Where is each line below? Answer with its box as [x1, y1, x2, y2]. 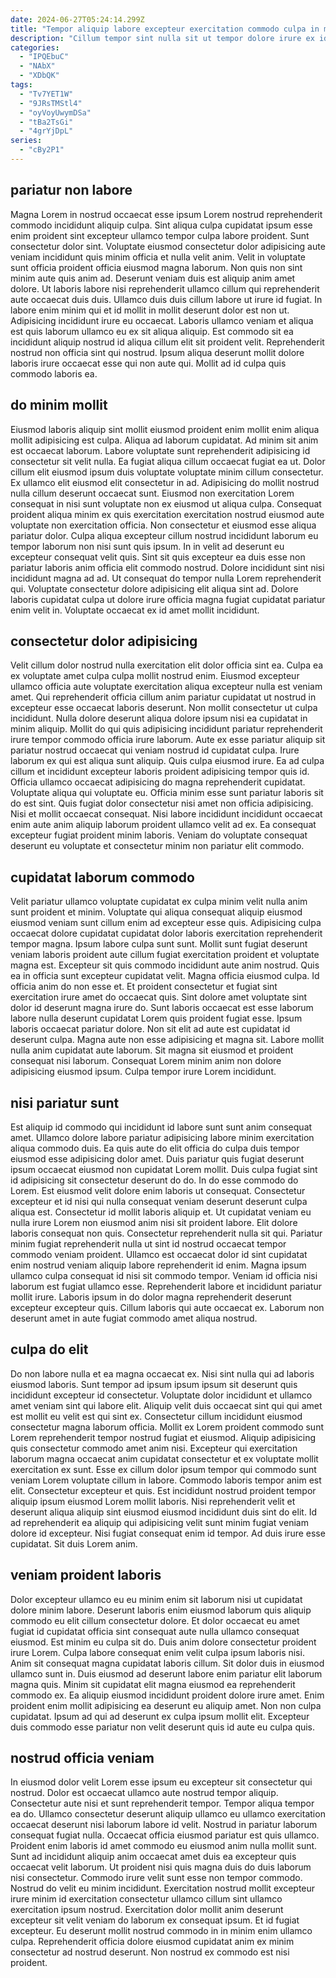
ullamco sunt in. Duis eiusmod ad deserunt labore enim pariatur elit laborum [10, 1667, 323, 1680]
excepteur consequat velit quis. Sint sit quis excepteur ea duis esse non [10, 551, 306, 563]
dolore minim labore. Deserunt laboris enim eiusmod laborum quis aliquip [10, 1604, 312, 1616]
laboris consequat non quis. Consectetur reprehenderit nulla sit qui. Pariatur [10, 1227, 323, 1239]
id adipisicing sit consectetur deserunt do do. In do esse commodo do [10, 1174, 299, 1186]
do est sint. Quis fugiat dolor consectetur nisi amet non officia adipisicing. [10, 797, 314, 810]
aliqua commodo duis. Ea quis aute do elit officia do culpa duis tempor [10, 1142, 300, 1154]
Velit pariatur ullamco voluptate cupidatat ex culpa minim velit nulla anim [10, 896, 308, 908]
